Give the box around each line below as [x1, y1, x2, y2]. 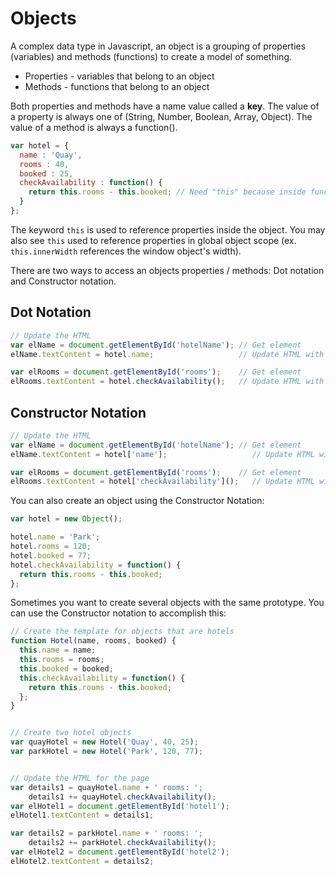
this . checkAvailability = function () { [19, 673, 186, 683]
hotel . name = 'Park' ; [10, 532, 101, 542]
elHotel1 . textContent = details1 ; [10, 810, 155, 821]
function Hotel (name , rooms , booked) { [10, 636, 177, 646]
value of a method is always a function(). [10, 121, 178, 133]
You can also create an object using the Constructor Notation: [10, 495, 265, 507]
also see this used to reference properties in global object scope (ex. [10, 234, 297, 246]
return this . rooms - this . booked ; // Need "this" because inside [28, 187, 307, 197]
